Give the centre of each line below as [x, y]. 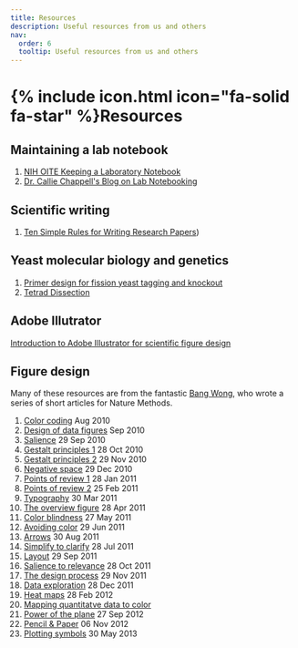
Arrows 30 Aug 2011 [61, 537]
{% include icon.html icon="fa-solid [150, 97]
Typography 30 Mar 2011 [70, 499]
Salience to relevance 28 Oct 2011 [87, 566]
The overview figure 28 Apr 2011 [85, 508]
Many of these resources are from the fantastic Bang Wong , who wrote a [147, 394]
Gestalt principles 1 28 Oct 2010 [83, 450]
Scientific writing [60, 210]
